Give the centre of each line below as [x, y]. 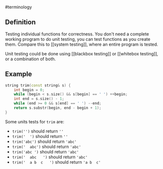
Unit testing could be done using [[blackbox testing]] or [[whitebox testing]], [82, 53]
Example [19, 74]
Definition [20, 22]
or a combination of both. [31, 59]
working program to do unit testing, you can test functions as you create [78, 39]
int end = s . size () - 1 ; [39, 99]
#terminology [19, 7]
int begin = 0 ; [29, 90]
